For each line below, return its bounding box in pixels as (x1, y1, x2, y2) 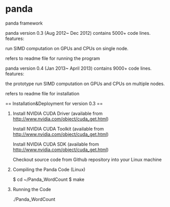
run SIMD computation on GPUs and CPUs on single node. (5, 45, 129, 51)
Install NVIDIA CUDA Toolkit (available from (12, 126, 104, 132)
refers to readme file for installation (5, 90, 79, 96)
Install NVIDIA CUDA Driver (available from (12, 110, 103, 116)
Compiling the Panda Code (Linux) (12, 166, 86, 172)
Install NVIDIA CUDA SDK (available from (12, 141, 99, 147)
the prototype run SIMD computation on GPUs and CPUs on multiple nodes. (5, 80, 165, 87)
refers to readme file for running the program (5, 55, 100, 61)
